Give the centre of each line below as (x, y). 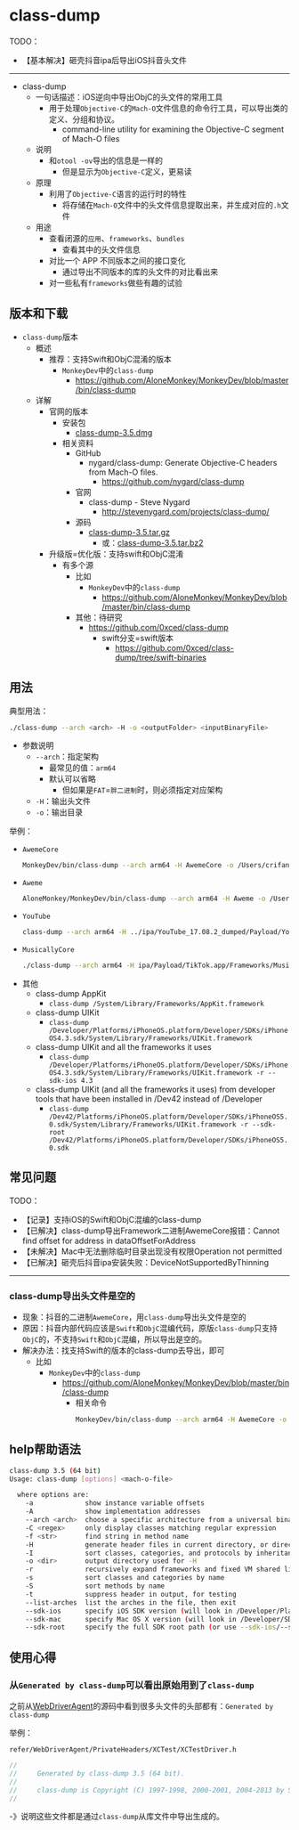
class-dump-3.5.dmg (114, 432)
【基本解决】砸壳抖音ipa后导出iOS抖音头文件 (104, 60)
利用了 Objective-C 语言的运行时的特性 (117, 193)
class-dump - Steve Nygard (139, 502)
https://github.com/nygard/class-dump (173, 481)
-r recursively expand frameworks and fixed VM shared (153, 1570)
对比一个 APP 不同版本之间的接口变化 (117, 260)
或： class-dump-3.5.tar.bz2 (153, 542)
